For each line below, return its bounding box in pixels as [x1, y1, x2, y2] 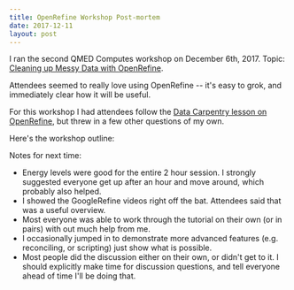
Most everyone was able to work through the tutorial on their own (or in [21, 214, 282, 225]
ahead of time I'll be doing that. [21, 271, 136, 281]
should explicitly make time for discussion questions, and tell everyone [21, 262, 281, 272]
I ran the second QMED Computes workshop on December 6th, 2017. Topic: [9, 54, 285, 65]
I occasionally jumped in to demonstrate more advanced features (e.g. [21, 233, 279, 244]
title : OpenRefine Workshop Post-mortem [9, 12, 161, 22]
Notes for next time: [9, 150, 82, 161]
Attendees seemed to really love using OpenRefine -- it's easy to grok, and [9, 80, 282, 91]
